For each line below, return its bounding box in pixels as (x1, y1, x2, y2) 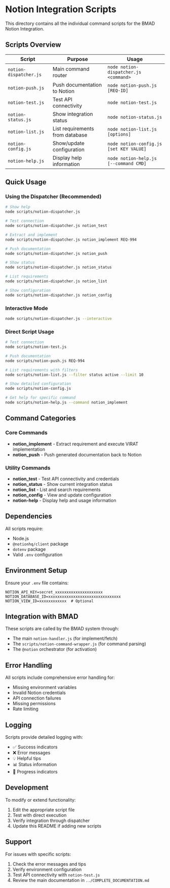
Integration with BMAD (5, 612, 78, 620)
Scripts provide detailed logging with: (5, 734, 83, 740)
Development (5, 783, 49, 792)
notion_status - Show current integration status (12, 481, 113, 487)
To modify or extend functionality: (5, 797, 76, 803)
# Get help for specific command (5, 395, 76, 401)
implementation (12, 446, 46, 452)
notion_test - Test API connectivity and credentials (12, 476, 119, 482)
